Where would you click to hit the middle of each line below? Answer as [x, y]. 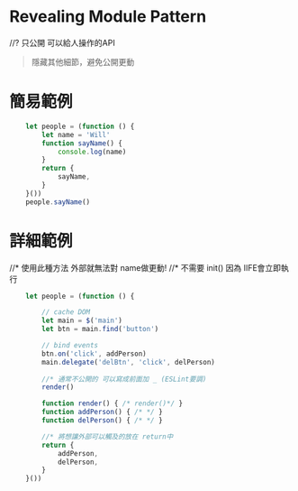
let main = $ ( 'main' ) [82, 321]
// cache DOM [66, 312]
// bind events [70, 346]
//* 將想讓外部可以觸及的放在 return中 [108, 436]
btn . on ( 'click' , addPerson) [94, 354]
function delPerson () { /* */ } [103, 421]
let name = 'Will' [76, 134]
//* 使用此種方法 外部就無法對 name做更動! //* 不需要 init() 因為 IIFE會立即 [145, 267]
